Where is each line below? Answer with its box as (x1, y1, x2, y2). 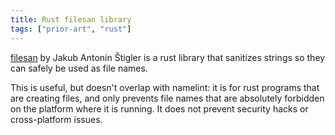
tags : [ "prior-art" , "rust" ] (10, 24, 132, 34)
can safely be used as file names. (10, 62, 148, 74)
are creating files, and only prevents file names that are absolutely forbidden (10, 92, 325, 104)
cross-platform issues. (10, 113, 103, 125)
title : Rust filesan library (10, 14, 132, 25)
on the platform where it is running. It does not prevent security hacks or (10, 102, 309, 115)
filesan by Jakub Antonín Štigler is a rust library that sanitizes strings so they (10, 51, 326, 63)
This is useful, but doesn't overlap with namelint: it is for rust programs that (10, 81, 320, 93)
